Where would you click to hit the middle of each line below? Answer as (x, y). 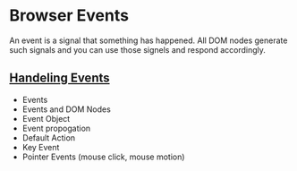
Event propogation (56, 128)
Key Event (41, 147)
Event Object (46, 118)
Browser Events (69, 16)
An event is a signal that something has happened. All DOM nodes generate (148, 40)
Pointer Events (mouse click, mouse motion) (103, 157)
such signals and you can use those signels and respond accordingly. (138, 49)
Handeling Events (59, 78)
